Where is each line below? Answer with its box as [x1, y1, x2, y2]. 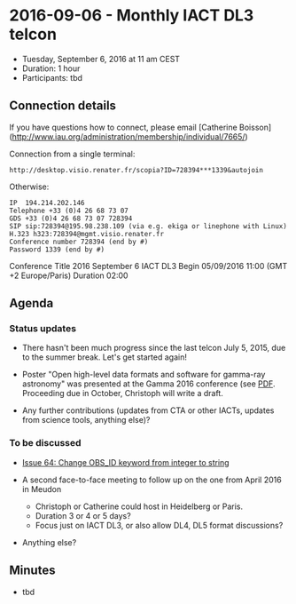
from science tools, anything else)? [21, 415, 151, 425]
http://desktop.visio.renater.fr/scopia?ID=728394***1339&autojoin [9, 165, 264, 174]
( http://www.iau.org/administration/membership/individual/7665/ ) [9, 131, 248, 142]
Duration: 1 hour [21, 63, 81, 74]
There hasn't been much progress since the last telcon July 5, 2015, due [21, 343, 286, 354]
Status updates [9, 322, 77, 335]
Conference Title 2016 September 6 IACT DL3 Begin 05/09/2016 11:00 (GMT [9, 260, 288, 271]
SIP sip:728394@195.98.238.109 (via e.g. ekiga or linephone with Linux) [9, 221, 288, 231]
